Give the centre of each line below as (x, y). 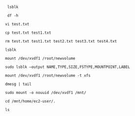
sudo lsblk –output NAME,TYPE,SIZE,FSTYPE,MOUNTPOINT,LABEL (68, 67)
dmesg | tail (18, 84)
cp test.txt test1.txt (28, 33)
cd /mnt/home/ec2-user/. (30, 101)
